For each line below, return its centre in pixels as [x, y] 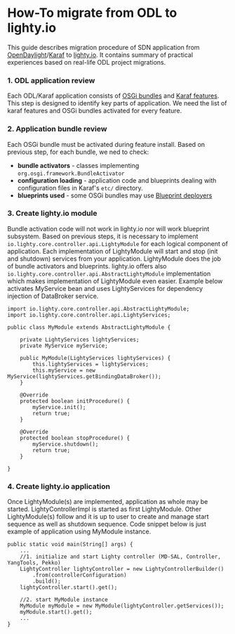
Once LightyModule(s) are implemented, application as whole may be [108, 502]
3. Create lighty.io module [52, 214]
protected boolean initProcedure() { [75, 401]
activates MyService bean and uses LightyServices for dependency [105, 288]
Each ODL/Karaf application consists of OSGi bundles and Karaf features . [113, 96]
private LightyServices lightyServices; [80, 339]
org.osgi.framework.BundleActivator [71, 174]
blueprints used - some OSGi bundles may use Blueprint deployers [115, 195]
